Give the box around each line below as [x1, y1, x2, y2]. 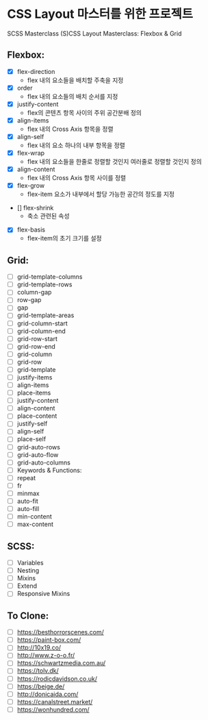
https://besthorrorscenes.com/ [16, 628, 104, 636]
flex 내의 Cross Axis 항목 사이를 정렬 [27, 174, 127, 182]
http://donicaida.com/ [16, 690, 79, 698]
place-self [16, 435, 47, 443]
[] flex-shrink [16, 203, 54, 212]
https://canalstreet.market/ [16, 697, 93, 706]
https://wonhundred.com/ [16, 705, 90, 713]
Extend [16, 582, 38, 590]
